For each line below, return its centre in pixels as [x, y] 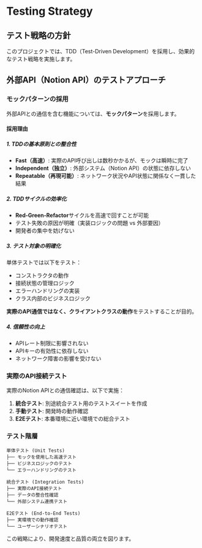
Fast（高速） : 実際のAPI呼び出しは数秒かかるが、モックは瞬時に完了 [102, 161]
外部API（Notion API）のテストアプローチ [86, 80]
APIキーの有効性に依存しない [52, 351]
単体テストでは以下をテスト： [44, 262]
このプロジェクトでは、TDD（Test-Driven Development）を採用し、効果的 [100, 51]
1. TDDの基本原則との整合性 [42, 144]
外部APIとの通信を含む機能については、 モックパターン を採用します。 [93, 113]
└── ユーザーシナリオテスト [37, 526]
